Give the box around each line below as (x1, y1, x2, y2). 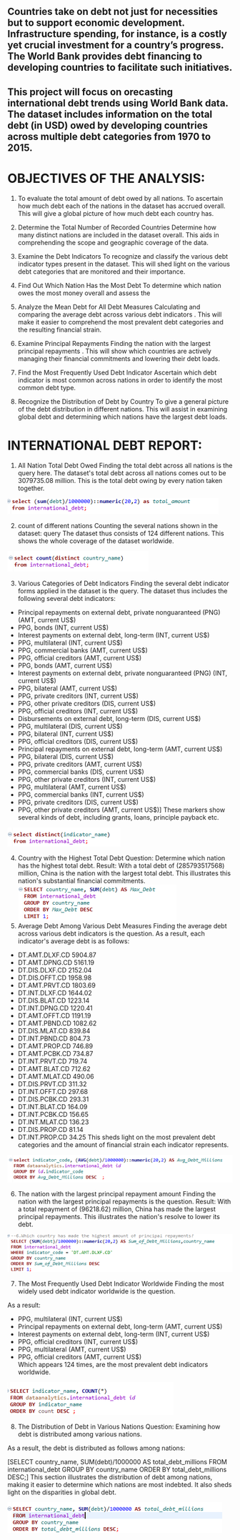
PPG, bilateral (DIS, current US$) (17, 752, 114, 760)
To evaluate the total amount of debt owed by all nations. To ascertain (17, 194, 224, 202)
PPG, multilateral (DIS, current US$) (17, 722, 123, 730)
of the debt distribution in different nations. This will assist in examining (17, 404, 228, 413)
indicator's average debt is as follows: (17, 936, 130, 945)
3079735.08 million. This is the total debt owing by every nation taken (17, 476, 223, 485)
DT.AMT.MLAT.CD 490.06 (17, 1072, 94, 1081)
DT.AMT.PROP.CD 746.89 (17, 1041, 94, 1050)
